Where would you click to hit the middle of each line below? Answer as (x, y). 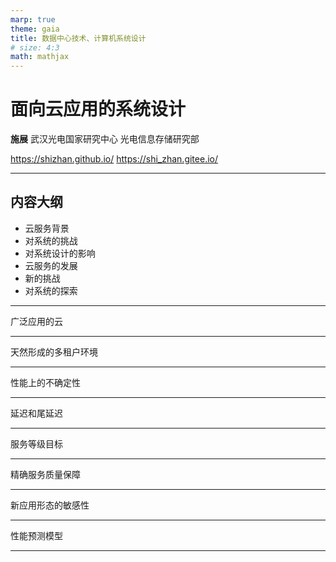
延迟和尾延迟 (36, 413)
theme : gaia (35, 29)
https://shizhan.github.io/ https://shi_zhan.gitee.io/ (114, 159)
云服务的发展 (51, 265)
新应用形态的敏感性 (50, 505)
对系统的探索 (51, 290)
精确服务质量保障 (45, 474)
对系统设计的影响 (60, 253)
